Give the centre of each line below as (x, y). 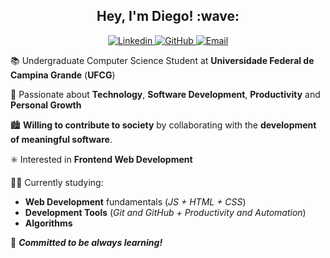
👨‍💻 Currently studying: (57, 182)
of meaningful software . (61, 139)
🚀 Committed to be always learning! (86, 242)
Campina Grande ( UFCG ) (63, 75)
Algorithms (48, 223)
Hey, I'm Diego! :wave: (168, 16)
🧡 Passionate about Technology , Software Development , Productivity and (165, 94)
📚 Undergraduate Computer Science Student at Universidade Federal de (162, 60)
